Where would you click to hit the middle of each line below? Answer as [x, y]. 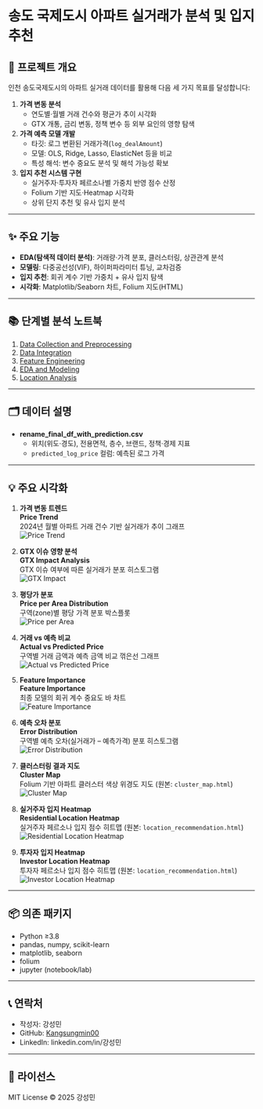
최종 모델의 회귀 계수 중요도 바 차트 [73, 698]
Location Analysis [48, 377]
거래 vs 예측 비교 [45, 638]
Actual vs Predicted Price [61, 647]
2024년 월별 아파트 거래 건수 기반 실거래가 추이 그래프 [102, 526]
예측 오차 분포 [40, 723]
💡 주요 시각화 [38, 488]
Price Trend [39, 517]
